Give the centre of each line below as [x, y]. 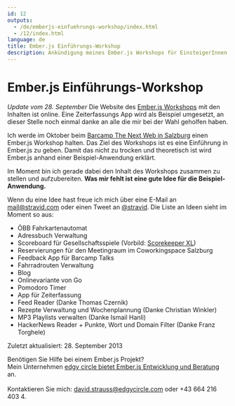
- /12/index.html [39, 33]
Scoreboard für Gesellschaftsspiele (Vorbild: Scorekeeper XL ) [107, 243]
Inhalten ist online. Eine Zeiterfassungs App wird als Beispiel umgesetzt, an [116, 114]
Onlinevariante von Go [49, 280]
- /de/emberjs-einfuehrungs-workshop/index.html [86, 27]
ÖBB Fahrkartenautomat [52, 227]
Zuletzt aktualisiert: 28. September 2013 [65, 345]
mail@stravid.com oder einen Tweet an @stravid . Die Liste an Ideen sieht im [117, 206]
